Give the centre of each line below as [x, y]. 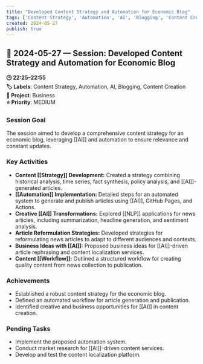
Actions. [25, 207]
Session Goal [26, 120]
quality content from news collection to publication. [79, 265]
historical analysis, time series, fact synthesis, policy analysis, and [97, 181]
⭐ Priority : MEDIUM [31, 102]
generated [28, 187]
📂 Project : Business [31, 96]
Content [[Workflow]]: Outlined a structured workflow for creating [98, 258]
